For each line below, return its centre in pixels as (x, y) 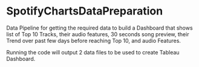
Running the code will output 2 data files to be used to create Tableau (93, 52)
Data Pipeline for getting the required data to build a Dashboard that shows (99, 28)
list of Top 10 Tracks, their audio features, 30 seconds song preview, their (98, 34)
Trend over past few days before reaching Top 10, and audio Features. (94, 40)
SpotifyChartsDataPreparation (85, 11)
